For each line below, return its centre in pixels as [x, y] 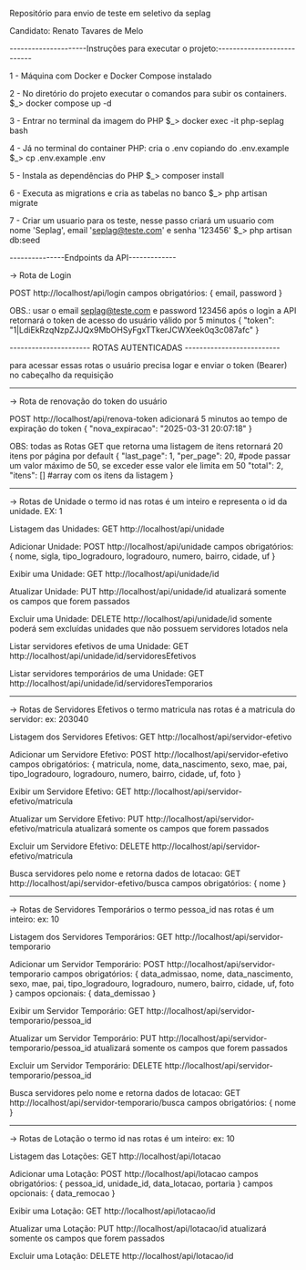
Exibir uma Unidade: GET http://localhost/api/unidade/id [114, 574]
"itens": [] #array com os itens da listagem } [92, 475]
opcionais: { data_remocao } [62, 1193]
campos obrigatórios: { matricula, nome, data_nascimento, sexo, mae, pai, [148, 764]
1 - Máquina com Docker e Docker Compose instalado [111, 76]
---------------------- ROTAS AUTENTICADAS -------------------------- [145, 347]
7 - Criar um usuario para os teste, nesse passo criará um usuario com [142, 221]
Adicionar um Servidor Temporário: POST [87, 964]
